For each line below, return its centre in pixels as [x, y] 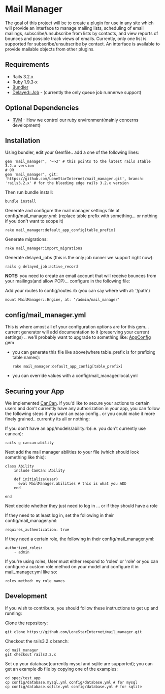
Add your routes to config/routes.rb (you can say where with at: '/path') [78, 291]
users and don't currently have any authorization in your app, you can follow [82, 408]
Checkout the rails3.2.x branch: [37, 641]
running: [14, 613]
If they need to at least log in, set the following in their [60, 515]
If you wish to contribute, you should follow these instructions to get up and [82, 608]
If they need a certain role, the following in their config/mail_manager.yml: [80, 539]
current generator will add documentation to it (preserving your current [77, 332]
